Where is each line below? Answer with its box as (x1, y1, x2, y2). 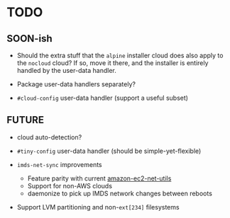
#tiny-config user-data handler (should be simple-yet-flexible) (16, 147, 202, 155)
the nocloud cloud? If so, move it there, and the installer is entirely (16, 59, 209, 67)
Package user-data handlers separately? (16, 80, 136, 88)
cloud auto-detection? (16, 132, 82, 142)
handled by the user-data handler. (16, 67, 116, 74)
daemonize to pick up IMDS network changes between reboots (27, 189, 212, 197)
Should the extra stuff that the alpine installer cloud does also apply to (16, 51, 224, 59)
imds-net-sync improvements (16, 160, 102, 168)
